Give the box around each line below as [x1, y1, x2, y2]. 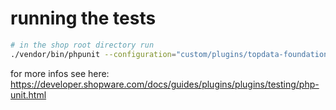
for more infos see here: [10, 67, 110, 79]
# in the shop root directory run [10, 40, 155, 50]
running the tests [10, 7, 157, 30]
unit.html [10, 88, 47, 101]
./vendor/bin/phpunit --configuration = [10, 49, 177, 59]
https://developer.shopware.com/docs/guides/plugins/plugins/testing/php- [10, 78, 320, 90]
